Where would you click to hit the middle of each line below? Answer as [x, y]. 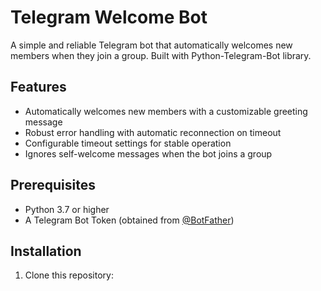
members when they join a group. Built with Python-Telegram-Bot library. [161, 55]
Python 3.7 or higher [67, 209]
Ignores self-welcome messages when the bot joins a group [148, 153]
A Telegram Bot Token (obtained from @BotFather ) [129, 220]
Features [38, 87]
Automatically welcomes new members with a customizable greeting [166, 111]
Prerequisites [53, 185]
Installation [46, 251]
